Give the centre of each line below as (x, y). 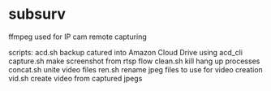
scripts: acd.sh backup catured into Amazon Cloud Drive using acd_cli (126, 52)
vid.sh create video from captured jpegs (75, 78)
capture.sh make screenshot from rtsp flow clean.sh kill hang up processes (134, 61)
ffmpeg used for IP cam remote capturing (78, 37)
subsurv (37, 14)
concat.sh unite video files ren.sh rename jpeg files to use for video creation (136, 69)
